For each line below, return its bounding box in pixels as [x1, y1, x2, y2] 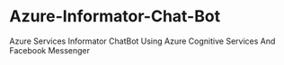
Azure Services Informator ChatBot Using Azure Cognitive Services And [9, 36, 276, 46]
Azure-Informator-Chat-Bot [9, 6, 221, 27]
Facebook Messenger [9, 45, 90, 55]
